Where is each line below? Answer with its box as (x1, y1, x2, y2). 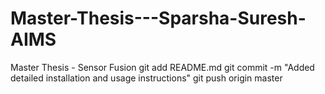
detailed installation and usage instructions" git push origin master (10, 72, 283, 84)
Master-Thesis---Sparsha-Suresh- (10, 7, 307, 30)
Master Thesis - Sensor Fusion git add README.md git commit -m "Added (10, 61, 315, 73)
